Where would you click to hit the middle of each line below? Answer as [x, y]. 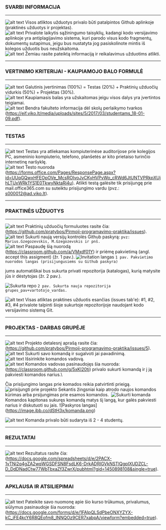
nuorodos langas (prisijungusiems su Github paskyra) [62, 262]
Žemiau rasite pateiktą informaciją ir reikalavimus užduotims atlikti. [93, 54]
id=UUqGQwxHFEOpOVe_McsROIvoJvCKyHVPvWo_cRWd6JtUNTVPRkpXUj [83, 177]
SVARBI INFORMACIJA [33, 7]
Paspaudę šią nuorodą [48, 247]
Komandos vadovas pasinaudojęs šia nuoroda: [72, 364]
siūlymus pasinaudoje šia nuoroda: [40, 507]
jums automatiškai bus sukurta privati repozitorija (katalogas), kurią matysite [83, 271]
